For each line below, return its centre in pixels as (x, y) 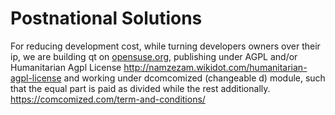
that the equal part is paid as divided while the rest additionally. (140, 88)
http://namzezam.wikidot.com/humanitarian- (215, 67)
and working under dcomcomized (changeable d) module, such (194, 78)
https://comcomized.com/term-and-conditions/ (108, 99)
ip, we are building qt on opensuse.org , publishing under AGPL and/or (154, 56)
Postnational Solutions (106, 18)
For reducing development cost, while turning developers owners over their (165, 46)
